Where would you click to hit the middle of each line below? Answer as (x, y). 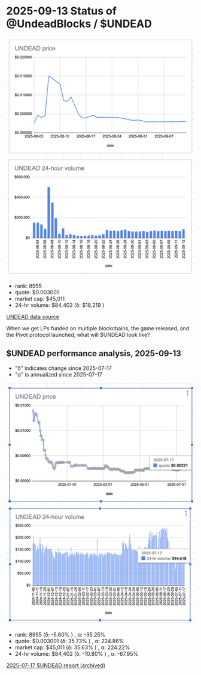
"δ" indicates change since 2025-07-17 (63, 368)
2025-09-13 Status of (61, 11)
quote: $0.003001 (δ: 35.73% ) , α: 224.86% (69, 641)
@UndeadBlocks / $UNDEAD (79, 24)
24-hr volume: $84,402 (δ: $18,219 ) (60, 305)
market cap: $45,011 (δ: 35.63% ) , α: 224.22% (72, 647)
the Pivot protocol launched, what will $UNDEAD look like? (78, 334)
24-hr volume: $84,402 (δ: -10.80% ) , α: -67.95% (77, 653)
